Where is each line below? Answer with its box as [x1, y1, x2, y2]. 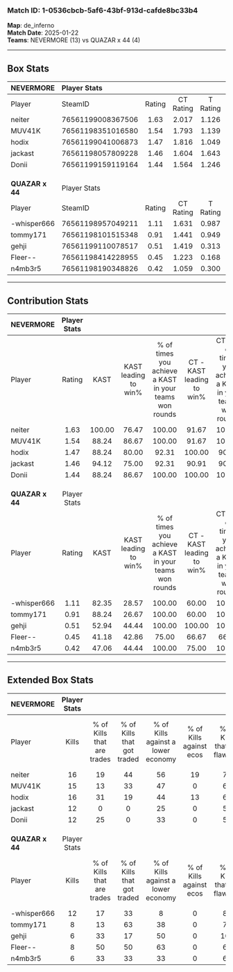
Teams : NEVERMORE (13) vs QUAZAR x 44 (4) [7, 36, 141, 44]
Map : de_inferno [7, 21, 55, 30]
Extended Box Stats [7, 675, 94, 686]
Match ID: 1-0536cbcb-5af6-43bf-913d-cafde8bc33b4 [7, 6, 198, 15]
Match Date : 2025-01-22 [7, 28, 79, 37]
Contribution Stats [7, 295, 89, 306]
